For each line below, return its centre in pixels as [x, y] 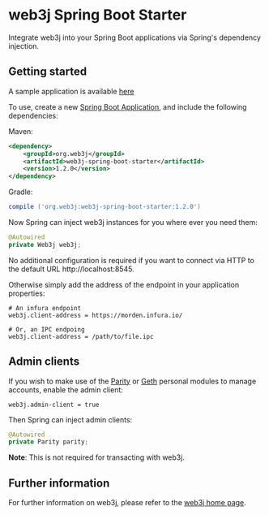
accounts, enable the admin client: [66, 389]
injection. [23, 45]
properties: [27, 293]
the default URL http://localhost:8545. [72, 269]
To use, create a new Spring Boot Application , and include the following [128, 106]
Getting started [48, 72]
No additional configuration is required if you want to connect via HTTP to [132, 260]
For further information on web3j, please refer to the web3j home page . [128, 503]
